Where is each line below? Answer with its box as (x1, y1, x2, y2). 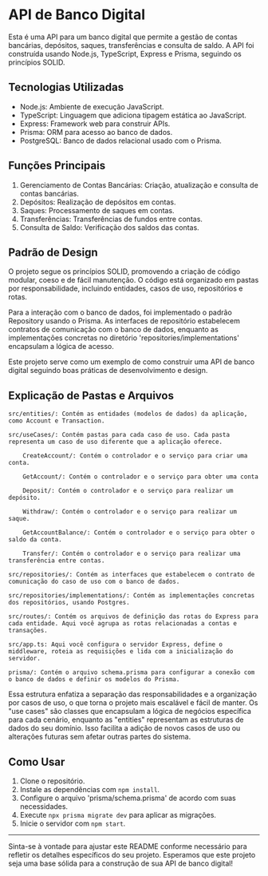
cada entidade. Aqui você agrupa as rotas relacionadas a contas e (8, 620, 238, 628)
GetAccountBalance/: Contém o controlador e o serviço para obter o (22, 529, 255, 537)
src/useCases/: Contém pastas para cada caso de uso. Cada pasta (8, 431, 230, 439)
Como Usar (8, 755, 65, 768)
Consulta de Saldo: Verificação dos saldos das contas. (19, 222, 199, 232)
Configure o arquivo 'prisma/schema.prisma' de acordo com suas (19, 793, 237, 803)
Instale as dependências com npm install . (19, 785, 160, 794)
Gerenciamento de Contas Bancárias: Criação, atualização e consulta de (19, 180, 259, 189)
